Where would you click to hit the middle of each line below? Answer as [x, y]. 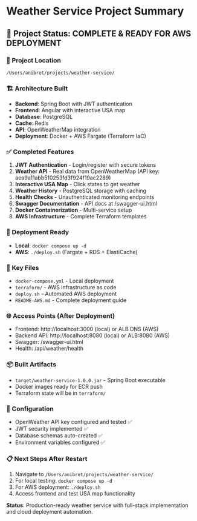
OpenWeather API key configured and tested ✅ [74, 422]
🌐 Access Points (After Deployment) [61, 315]
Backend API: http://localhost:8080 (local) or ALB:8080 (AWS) [92, 335]
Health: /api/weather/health [49, 348]
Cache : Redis [32, 123]
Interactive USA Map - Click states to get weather [77, 184]
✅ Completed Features [40, 152]
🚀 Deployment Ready [38, 232]
